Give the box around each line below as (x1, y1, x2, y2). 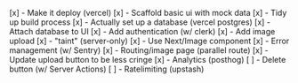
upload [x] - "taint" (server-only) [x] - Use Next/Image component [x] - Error (9, 35, 290, 46)
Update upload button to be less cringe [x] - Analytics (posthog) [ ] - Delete (9, 55, 286, 64)
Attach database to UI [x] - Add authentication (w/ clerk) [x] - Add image (9, 26, 276, 36)
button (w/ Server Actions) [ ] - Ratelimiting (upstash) (9, 64, 205, 74)
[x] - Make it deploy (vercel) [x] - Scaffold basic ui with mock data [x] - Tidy (9, 8, 287, 18)
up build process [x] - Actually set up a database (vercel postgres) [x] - (9, 17, 271, 27)
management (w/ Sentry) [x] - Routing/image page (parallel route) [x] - (9, 45, 269, 56)
